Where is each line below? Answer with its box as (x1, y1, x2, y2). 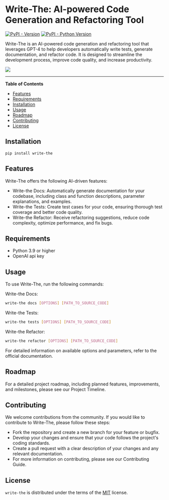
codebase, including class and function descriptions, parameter (12, 193, 145, 199)
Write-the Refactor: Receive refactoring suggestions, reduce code (12, 214, 150, 220)
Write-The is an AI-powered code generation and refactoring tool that (5, 40, 149, 46)
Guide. (12, 462, 27, 468)
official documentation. (5, 353, 53, 359)
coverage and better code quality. (12, 209, 83, 215)
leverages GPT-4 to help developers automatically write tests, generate (5, 46, 153, 52)
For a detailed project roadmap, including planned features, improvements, (5, 381, 160, 387)
